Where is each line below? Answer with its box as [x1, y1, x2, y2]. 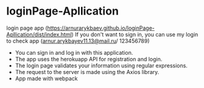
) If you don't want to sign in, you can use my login [71, 30, 199, 38]
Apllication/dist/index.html [6, 30, 72, 38]
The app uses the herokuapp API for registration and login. [15, 55, 163, 63]
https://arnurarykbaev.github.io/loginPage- [47, 24, 155, 32]
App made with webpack [15, 75, 78, 82]
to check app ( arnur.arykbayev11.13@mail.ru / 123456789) [6, 37, 150, 44]
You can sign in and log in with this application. [15, 49, 133, 56]
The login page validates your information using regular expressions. [15, 62, 188, 69]
